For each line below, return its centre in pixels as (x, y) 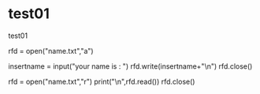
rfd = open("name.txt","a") (51, 51)
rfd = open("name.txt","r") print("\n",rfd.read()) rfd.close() (102, 81)
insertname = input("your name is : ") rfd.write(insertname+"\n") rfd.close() (130, 66)
